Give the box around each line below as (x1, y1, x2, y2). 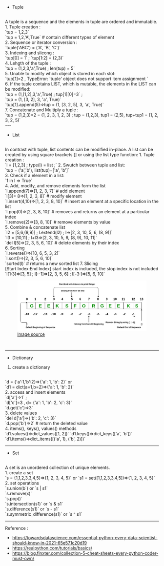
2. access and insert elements (5, 389, 66, 395)
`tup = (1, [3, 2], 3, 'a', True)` (5, 97, 61, 102)
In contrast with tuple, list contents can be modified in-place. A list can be (5, 146, 153, 152)
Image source (17, 331, 45, 337)
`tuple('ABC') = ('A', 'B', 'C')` (5, 45, 61, 50)
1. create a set (5, 470, 33, 476)
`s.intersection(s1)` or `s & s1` (5, 501, 63, 507)
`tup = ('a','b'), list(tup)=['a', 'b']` (5, 167, 70, 173)
